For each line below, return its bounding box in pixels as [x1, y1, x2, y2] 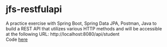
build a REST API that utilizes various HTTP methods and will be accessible [6, 25, 162, 31]
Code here [6, 36, 28, 42]
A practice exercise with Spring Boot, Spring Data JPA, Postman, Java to [6, 20, 157, 26]
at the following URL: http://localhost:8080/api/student [6, 31, 120, 37]
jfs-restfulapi [6, 4, 62, 15]
